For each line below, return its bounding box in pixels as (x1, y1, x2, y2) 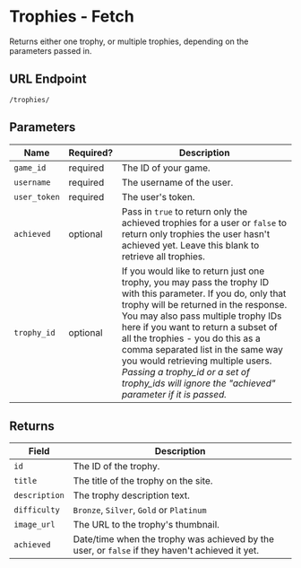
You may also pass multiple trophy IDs (121, 310, 282, 322)
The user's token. (121, 190, 195, 203)
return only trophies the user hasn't (121, 227, 271, 240)
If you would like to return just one (121, 265, 265, 277)
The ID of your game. (121, 162, 211, 174)
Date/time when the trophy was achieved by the (73, 533, 275, 546)
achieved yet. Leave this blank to (121, 239, 260, 251)
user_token (13, 191, 60, 202)
